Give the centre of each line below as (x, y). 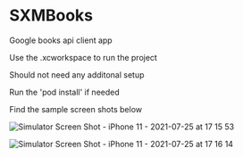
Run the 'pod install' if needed (65, 92)
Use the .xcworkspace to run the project (84, 57)
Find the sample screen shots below (76, 109)
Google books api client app (61, 40)
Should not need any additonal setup (77, 74)
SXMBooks (51, 16)
